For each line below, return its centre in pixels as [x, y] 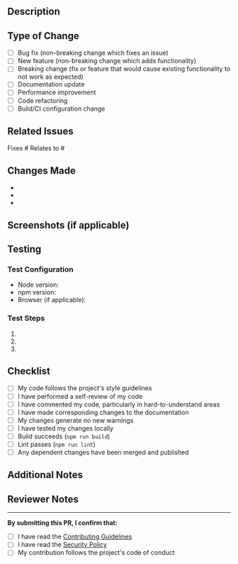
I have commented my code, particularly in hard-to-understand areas [119, 404]
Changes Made [41, 171]
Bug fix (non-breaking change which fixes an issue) [93, 53]
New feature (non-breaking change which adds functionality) [107, 61]
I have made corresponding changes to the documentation [103, 412]
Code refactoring [42, 100]
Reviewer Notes [43, 499]
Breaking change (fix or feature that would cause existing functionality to [124, 69]
